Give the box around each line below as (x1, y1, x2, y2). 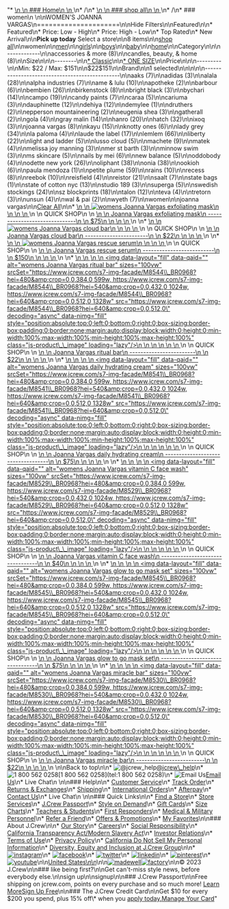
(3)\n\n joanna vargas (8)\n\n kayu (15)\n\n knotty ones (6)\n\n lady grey (7, 123, 204, 130)
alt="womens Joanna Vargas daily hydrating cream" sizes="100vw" (7, 363, 198, 371)
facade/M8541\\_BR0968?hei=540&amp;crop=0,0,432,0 (7, 385, 166, 393)
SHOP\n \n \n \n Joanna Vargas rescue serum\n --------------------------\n (7, 246, 220, 254)
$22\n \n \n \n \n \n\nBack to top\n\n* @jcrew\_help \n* (7, 764, 204, 771)
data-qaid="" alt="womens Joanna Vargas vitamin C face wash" (7, 465, 189, 472)
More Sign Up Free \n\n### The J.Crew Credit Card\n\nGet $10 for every (7, 887, 208, 895)
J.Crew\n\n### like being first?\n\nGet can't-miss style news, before (7, 865, 200, 873)
